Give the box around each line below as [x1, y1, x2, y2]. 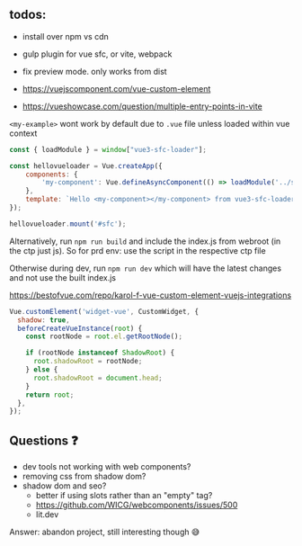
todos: [9, 7, 47, 22]
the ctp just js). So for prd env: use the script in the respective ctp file [9, 245, 267, 255]
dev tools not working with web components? [22, 461, 191, 472]
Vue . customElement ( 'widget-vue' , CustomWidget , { [9, 307, 200, 316]
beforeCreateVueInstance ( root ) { [17, 324, 143, 333]
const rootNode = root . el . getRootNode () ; [25, 332, 182, 341]
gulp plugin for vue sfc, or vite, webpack [22, 49, 173, 59]
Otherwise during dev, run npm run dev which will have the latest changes [9, 263, 281, 273]
